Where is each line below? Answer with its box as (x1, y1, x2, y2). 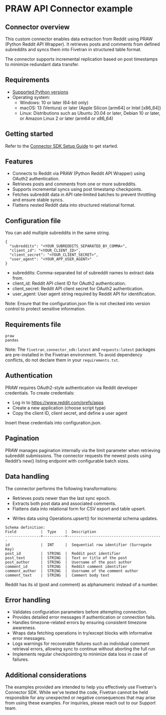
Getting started (5, 130, 54, 138)
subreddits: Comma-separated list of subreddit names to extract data (12, 270, 154, 276)
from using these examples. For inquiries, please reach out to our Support (5, 700, 156, 706)
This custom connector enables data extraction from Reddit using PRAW (5, 36, 153, 42)
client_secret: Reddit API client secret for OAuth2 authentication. (12, 286, 144, 292)
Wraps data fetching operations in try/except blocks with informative (12, 630, 153, 636)
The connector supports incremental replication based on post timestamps (5, 56, 158, 62)
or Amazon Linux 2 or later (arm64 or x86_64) (19, 115, 113, 121)
